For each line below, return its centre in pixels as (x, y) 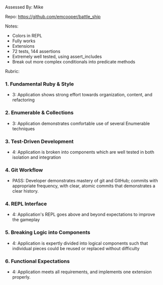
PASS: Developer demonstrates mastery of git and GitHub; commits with (85, 181)
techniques (23, 128)
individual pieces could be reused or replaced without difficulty (76, 248)
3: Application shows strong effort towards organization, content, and (82, 95)
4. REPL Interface (26, 204)
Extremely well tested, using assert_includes (57, 57)
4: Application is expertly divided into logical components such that (80, 243)
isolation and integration (36, 157)
